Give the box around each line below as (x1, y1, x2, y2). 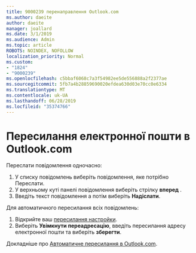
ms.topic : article (6, 43, 52, 49)
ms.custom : (6, 59, 33, 65)
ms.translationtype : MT (6, 87, 66, 93)
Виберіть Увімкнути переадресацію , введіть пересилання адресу (14, 222, 186, 230)
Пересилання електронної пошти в (6, 129, 190, 143)
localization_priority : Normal (6, 53, 84, 59)
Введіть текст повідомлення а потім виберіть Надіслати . (14, 192, 161, 200)
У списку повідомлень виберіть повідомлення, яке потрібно (14, 173, 169, 180)
